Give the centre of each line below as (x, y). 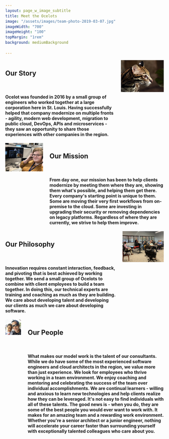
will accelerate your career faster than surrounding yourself (92, 426)
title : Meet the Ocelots (31, 16)
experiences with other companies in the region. (57, 135)
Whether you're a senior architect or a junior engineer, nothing (94, 420)
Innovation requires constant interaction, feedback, (60, 268)
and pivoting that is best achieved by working (54, 273)
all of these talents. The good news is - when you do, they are (93, 404)
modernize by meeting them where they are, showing (106, 185)
